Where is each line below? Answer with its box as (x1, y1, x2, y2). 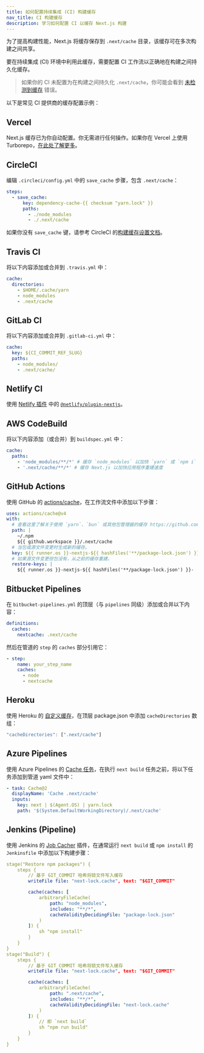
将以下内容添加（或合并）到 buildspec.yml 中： (6, 435, 124, 443)
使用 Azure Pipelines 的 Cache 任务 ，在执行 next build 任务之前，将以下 (6, 765, 188, 773)
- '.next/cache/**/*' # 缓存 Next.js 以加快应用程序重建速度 (17, 464, 163, 471)
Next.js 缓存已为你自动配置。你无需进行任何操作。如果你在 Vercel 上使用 (6, 134, 188, 142)
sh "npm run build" (38, 1024, 88, 1031)
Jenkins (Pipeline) (6, 824, 76, 835)
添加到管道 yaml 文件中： (11, 773, 75, 780)
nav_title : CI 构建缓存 (6, 15, 63, 21)
